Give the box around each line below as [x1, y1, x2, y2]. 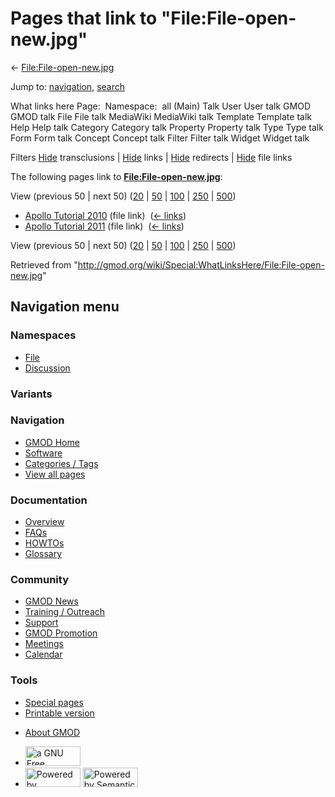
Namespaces [10, 328, 77, 342]
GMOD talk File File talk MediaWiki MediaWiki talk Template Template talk [10, 110, 312, 122]
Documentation [10, 493, 88, 507]
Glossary [24, 548, 63, 560]
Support [24, 617, 59, 629]
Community [10, 573, 69, 587]
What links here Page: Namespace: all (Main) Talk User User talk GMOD [10, 100, 311, 112]
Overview [24, 516, 65, 528]
